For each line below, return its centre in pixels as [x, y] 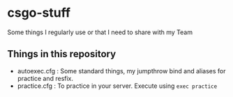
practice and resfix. [45, 78]
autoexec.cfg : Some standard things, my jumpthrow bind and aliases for [121, 70]
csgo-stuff [39, 13]
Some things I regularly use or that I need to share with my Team [100, 32]
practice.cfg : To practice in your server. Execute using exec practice [117, 86]
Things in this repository [62, 54]
